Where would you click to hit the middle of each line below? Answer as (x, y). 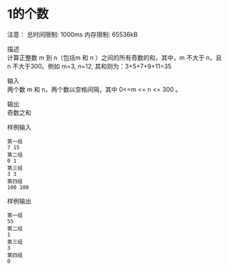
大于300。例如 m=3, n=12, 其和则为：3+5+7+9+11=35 (95, 66)
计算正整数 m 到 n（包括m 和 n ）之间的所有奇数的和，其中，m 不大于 (106, 57)
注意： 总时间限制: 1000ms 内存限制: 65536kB (73, 34)
